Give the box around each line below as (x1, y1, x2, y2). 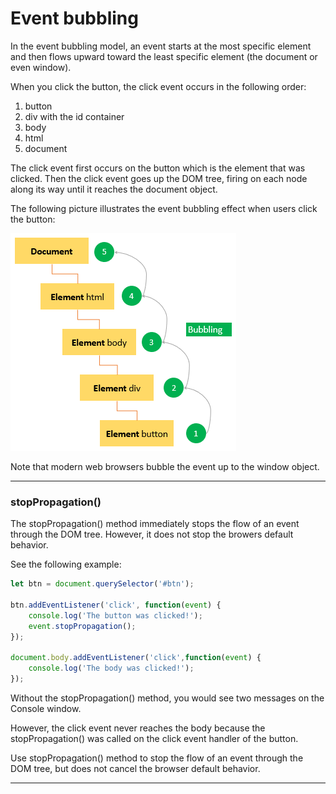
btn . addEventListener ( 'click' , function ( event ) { (10, 600, 222, 610)
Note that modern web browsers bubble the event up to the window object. (10, 460, 320, 472)
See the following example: (10, 558, 122, 571)
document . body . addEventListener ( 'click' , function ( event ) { (10, 653, 262, 663)
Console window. (10, 702, 82, 714)
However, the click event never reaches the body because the (10, 722, 266, 734)
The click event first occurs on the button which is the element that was (10, 162, 306, 174)
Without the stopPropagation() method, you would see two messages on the (10, 692, 325, 704)
